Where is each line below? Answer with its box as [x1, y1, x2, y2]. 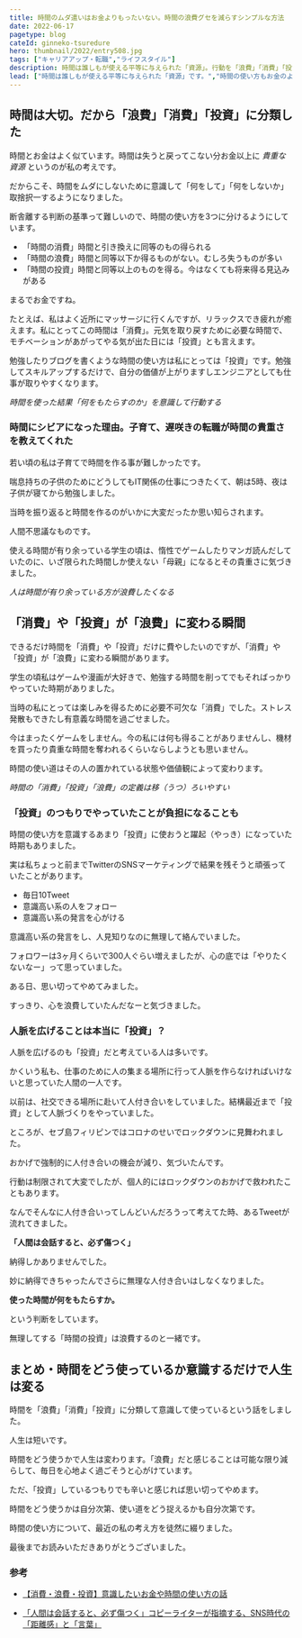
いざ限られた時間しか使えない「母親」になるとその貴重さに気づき [48, 556, 293, 567]
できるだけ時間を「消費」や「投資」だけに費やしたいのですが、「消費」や [9, 641, 281, 651]
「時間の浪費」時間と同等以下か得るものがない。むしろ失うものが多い [22, 252, 283, 263]
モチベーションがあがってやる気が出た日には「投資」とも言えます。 [9, 335, 261, 347]
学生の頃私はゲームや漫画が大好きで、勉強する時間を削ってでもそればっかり [9, 671, 292, 682]
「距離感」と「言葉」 [22, 1619, 102, 1630]
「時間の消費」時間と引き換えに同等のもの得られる [22, 241, 212, 252]
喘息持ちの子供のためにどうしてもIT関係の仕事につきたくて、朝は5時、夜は [9, 476, 288, 487]
